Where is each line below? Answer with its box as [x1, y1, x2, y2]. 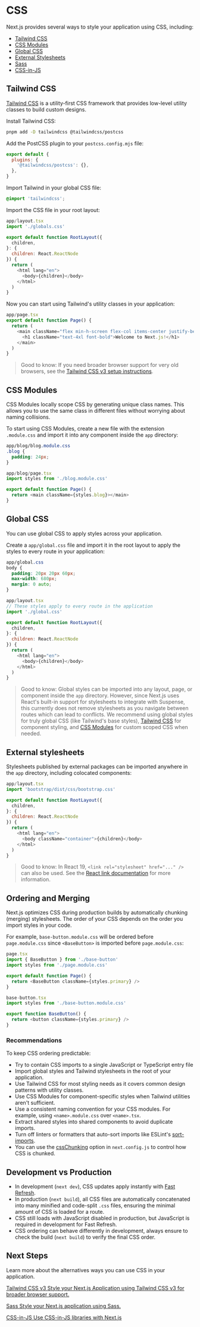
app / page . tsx [6, 312, 39, 318]
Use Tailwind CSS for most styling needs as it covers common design [14, 1080, 186, 1088]
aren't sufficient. [14, 1099, 55, 1107]
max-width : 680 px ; [11, 576, 58, 582]
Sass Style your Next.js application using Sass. [6, 1302, 121, 1309]
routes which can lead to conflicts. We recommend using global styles [20, 711, 193, 718]
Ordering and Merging [6, 893, 90, 903]
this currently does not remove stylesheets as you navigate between [20, 705, 189, 712]
